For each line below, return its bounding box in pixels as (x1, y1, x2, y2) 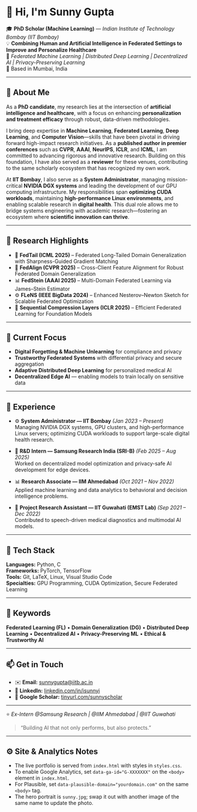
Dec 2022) (14, 510, 41, 517)
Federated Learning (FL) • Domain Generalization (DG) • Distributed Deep (6, 624, 189, 631)
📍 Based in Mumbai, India (6, 65, 67, 72)
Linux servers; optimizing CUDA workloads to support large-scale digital (14, 430, 189, 437)
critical (6, 182, 23, 189)
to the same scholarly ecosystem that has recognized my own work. (6, 164, 171, 171)
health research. (14, 436, 55, 443)
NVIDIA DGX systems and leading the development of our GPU (23, 182, 177, 189)
